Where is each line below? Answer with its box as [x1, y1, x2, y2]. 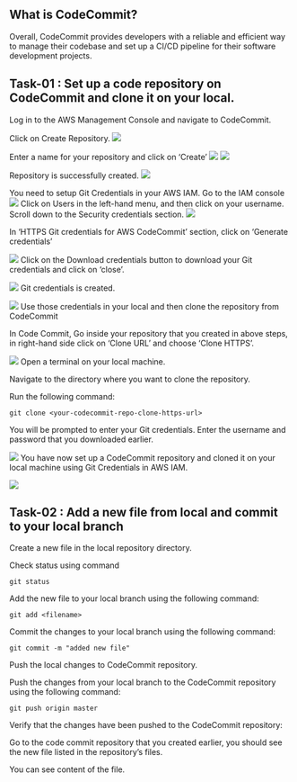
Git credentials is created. [20, 283, 116, 293]
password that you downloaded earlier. [9, 434, 154, 445]
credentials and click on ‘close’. [9, 264, 125, 274]
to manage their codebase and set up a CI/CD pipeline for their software [9, 40, 276, 51]
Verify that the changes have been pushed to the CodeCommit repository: [9, 720, 283, 731]
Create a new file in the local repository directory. [9, 543, 192, 553]
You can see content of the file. [9, 764, 126, 775]
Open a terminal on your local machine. [20, 355, 166, 367]
